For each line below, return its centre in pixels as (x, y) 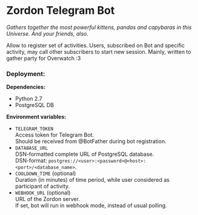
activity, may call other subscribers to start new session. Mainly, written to (99, 51)
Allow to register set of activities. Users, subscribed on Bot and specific (95, 45)
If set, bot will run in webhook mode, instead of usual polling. (91, 205)
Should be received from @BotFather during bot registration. (91, 141)
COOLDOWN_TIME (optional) (45, 173)
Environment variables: (36, 117)
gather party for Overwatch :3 (44, 58)
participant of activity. (42, 186)
